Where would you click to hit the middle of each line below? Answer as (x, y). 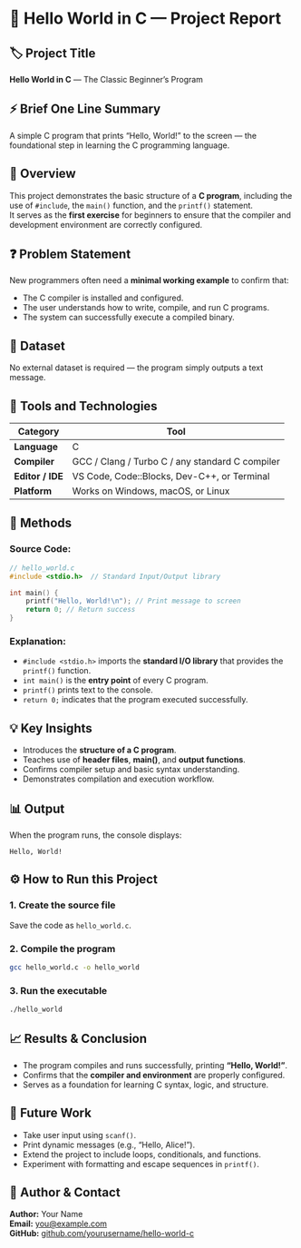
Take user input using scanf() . (79, 1135)
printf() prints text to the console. (87, 690)
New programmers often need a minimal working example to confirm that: (149, 280)
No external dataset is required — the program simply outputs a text (136, 368)
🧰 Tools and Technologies (83, 406)
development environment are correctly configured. (106, 224)
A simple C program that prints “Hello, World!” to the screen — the (133, 135)
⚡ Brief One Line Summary (85, 109)
